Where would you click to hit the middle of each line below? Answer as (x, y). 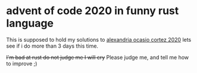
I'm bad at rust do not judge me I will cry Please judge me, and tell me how (98, 57)
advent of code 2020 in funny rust (93, 11)
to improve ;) (22, 64)
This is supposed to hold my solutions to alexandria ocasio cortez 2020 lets (99, 39)
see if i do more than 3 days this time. (52, 46)
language (30, 23)
